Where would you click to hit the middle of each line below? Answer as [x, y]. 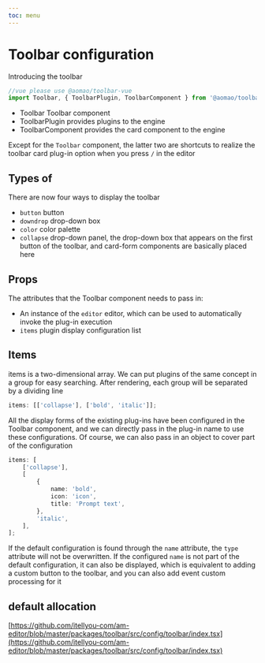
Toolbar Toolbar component [65, 113]
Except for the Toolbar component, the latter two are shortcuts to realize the [132, 145]
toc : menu [24, 15]
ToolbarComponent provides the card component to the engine [122, 130]
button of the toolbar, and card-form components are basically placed [133, 246]
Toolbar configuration [81, 54]
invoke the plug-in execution [66, 322]
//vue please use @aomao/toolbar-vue [70, 91]
